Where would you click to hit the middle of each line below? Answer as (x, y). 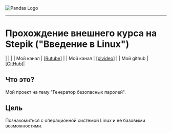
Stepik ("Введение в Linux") (67, 44)
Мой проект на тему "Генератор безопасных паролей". (66, 92)
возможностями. (24, 126)
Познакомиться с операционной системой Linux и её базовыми (76, 120)
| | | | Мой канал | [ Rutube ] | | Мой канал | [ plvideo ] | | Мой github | (77, 58)
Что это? (20, 80)
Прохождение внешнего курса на (81, 33)
